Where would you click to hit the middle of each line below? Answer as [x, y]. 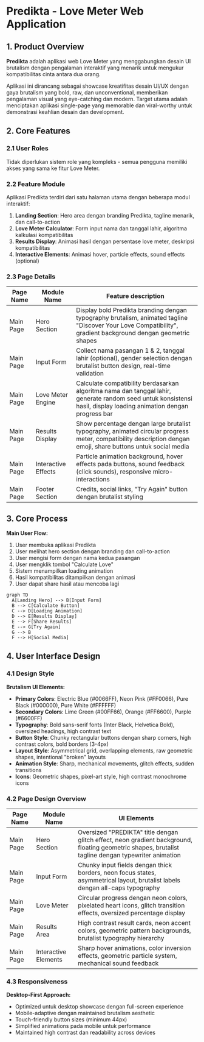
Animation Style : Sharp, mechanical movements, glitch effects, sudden [104, 764]
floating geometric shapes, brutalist [128, 848]
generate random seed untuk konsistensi [134, 399]
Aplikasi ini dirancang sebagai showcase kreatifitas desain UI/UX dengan [98, 86]
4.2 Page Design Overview [46, 798]
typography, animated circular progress [132, 431]
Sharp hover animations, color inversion [134, 948]
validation [90, 374]
